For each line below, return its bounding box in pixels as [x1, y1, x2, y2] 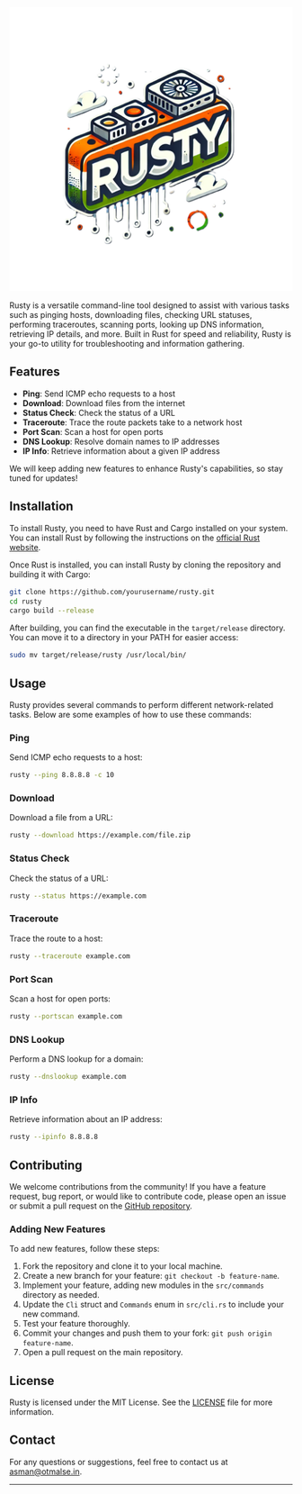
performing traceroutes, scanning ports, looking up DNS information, [9, 319, 264, 330]
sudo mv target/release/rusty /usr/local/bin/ [9, 651, 187, 660]
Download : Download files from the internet [22, 397, 186, 408]
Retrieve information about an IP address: [9, 1114, 164, 1125]
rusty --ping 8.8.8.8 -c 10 [9, 771, 115, 780]
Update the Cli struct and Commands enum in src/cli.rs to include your [22, 1299, 285, 1310]
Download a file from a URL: [9, 812, 114, 823]
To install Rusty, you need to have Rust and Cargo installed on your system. [9, 522, 289, 533]
